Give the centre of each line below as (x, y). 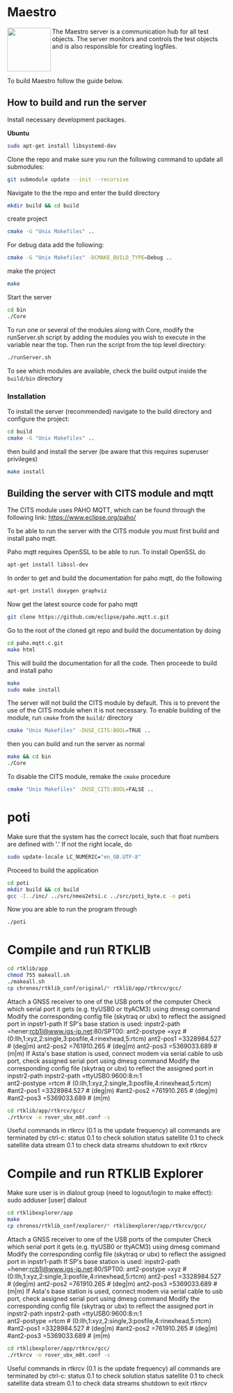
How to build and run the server (77, 103)
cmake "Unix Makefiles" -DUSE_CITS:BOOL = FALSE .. (81, 789)
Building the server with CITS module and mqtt (111, 493)
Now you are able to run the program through (72, 909)
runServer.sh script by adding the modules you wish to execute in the (107, 337)
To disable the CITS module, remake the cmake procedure (89, 777)
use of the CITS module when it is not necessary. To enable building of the (114, 710)
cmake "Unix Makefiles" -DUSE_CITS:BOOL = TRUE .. (79, 731)
